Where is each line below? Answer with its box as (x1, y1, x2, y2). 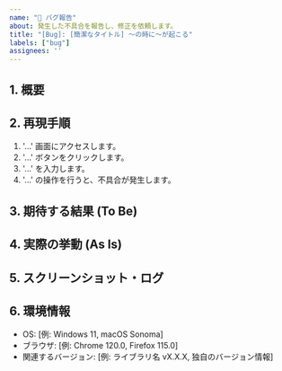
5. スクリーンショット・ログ (9, 270, 164, 286)
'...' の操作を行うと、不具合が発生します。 (22, 174, 176, 185)
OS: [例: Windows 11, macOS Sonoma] (22, 329, 163, 340)
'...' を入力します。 (22, 163, 90, 174)
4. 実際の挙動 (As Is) (9, 237, 123, 252)
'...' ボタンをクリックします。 (22, 152, 129, 163)
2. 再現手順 (9, 115, 71, 130)
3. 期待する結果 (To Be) (9, 203, 137, 218)
